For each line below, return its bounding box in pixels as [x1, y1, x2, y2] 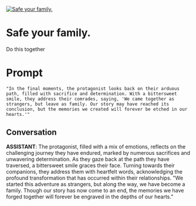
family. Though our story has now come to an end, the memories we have [6, 187, 184, 194]
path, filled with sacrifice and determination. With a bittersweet [6, 91, 177, 97]
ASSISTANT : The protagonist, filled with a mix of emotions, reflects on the [6, 143, 186, 150]
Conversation [6, 127, 57, 138]
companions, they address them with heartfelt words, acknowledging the [6, 168, 183, 175]
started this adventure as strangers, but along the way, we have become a [6, 180, 185, 188]
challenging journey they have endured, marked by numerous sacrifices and [6, 149, 191, 156]
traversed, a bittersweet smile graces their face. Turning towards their [6, 162, 175, 169]
